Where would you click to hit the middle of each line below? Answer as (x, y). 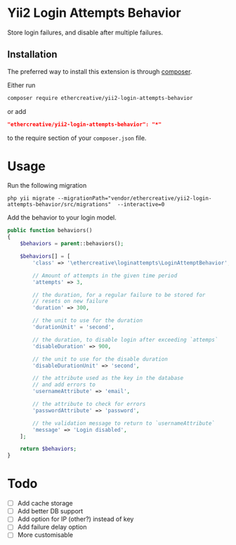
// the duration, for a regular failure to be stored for (119, 295)
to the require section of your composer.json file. (77, 138)
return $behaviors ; (48, 449)
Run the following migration (47, 186)
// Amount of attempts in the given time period (105, 276)
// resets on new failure (71, 301)
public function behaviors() (50, 231)
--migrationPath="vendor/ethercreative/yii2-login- (135, 198)
